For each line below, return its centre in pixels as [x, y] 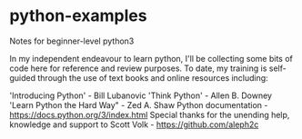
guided [23, 77]
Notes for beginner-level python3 [72, 41]
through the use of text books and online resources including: [153, 77]
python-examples [78, 16]
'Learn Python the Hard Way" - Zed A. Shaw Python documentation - [139, 104]
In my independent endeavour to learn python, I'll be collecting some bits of [151, 58]
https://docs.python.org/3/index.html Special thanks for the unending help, [150, 114]
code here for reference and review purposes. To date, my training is [138, 68]
